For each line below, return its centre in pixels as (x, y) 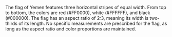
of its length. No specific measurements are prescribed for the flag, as (93, 23)
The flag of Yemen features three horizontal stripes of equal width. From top (86, 7)
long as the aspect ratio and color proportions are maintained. (71, 29)
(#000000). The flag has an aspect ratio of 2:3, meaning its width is (77, 18)
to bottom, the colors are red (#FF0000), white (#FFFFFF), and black (78, 13)
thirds (12, 23)
